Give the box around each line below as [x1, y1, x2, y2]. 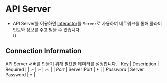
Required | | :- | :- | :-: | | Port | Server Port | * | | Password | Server [5, 66, 144, 72]
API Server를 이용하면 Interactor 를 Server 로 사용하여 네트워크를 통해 [12, 20, 149, 26]
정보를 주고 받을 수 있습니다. [26, 26, 81, 33]
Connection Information [5, 47, 82, 55]
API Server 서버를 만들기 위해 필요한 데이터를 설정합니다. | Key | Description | [5, 61, 159, 67]
